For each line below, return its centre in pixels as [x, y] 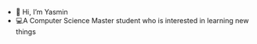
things [26, 32]
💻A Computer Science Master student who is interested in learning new [132, 20]
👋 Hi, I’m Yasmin [42, 12]
